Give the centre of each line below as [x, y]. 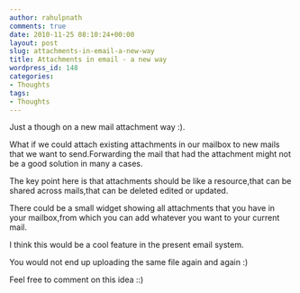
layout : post [34, 43]
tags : [19, 93]
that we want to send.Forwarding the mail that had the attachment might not [150, 154]
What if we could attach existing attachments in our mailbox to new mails [145, 144]
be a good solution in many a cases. [76, 164]
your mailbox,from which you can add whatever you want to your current [145, 218]
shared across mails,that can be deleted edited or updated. [119, 191]
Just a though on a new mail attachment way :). [97, 127]
